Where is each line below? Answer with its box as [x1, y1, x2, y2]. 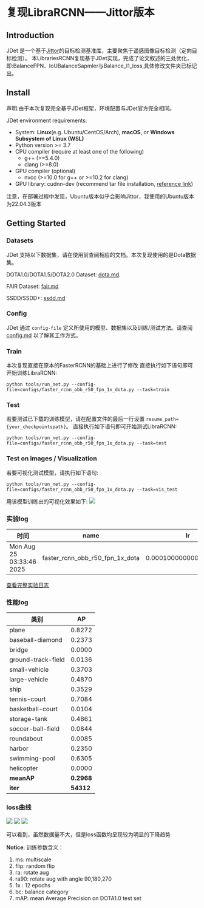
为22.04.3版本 [6, 200, 42, 207]
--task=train [136, 387, 170, 393]
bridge [9, 646, 29, 654]
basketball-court [9, 705, 58, 714]
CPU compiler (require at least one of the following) [15, 148, 144, 155]
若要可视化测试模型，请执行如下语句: [6, 469, 99, 476]
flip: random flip [15, 862, 55, 869]
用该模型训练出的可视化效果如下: [6, 497, 88, 505]
